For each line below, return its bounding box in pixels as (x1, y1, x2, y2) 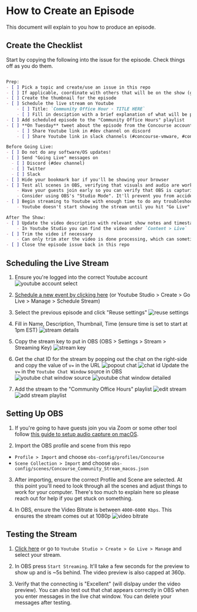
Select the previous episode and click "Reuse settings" (14, 309, 148, 316)
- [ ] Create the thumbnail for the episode (6, 95, 117, 101)
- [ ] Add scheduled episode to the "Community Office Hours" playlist (6, 117, 185, 123)
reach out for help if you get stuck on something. (14, 495, 133, 502)
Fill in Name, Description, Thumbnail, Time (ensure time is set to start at (14, 320, 188, 327)
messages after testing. (14, 599, 72, 606)
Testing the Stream (6, 529, 77, 539)
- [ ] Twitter (11, 165, 46, 171)
